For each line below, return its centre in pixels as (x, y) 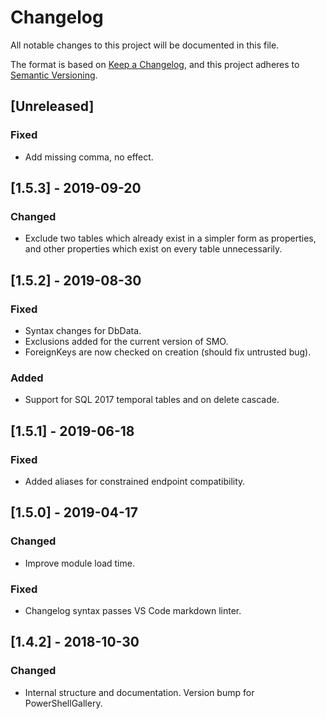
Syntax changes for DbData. (83, 330)
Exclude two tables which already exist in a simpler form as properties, (170, 238)
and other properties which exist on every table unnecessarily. (153, 249)
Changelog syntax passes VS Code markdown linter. (133, 610)
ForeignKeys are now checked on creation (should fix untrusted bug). (168, 352)
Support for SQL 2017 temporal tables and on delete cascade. (152, 400)
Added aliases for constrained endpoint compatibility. (135, 481)
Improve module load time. (79, 563)
